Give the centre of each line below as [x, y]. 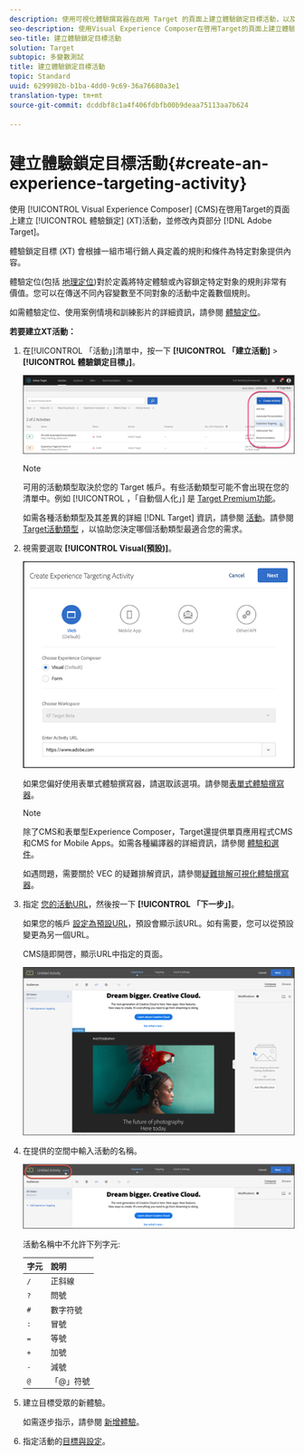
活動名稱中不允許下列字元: [71, 1244]
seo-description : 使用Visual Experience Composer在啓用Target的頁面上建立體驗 [152, 29]
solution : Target [42, 48]
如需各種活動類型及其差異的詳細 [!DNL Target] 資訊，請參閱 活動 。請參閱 [158, 518]
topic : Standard [40, 77]
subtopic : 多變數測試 [47, 57]
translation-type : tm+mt [56, 95]
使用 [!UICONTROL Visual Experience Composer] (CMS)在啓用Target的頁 [146, 209]
